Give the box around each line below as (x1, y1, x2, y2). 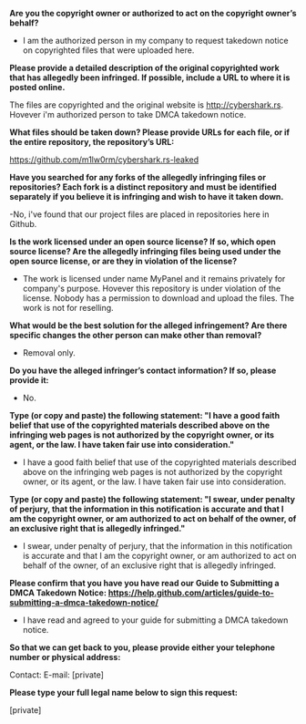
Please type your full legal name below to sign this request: (9, 688, 239, 698)
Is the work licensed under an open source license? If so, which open (9, 236, 276, 247)
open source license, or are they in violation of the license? (9, 255, 238, 266)
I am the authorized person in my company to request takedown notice (22, 36, 289, 46)
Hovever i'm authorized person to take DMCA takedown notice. (9, 109, 247, 119)
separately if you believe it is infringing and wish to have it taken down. (9, 191, 284, 202)
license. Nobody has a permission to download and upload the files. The (22, 293, 295, 304)
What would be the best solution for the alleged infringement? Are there (9, 320, 288, 331)
